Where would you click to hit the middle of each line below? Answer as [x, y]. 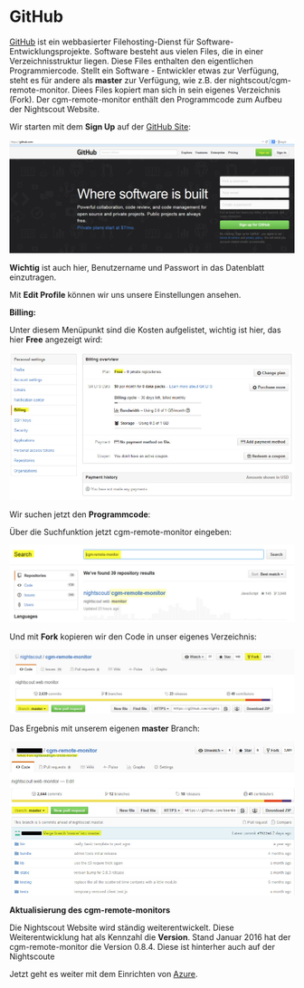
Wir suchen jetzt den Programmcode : [80, 514]
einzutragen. [33, 277]
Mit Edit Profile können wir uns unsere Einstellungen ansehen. [125, 295]
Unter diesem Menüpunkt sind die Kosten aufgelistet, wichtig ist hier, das [146, 330]
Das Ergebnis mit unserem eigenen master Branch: [105, 728]
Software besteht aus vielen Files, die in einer [179, 51]
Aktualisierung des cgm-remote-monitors [90, 910]
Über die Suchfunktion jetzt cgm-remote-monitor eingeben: [121, 532]
